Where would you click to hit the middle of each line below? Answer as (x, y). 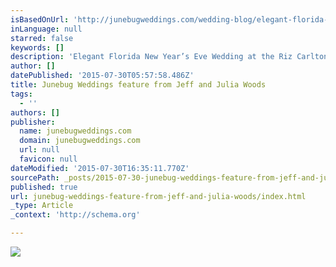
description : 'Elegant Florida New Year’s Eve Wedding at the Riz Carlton (169, 57)
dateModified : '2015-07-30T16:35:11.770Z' (100, 168)
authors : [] (35, 112)
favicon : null (48, 159)
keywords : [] (37, 47)
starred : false (42, 38)
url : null (39, 150)
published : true (44, 187)
